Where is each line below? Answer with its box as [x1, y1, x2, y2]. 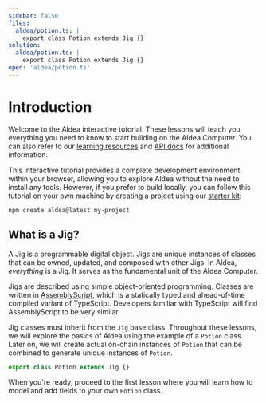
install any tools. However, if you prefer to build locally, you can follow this [8, 182, 251, 192]
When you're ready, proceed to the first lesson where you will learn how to [8, 377, 253, 387]
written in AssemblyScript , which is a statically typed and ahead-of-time [8, 290, 245, 299]
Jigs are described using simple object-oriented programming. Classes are [8, 281, 254, 291]
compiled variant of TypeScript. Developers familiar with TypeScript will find [8, 298, 258, 308]
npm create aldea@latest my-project [8, 206, 130, 214]
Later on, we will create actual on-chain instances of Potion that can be [8, 339, 243, 349]
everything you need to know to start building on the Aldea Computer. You [8, 132, 252, 142]
